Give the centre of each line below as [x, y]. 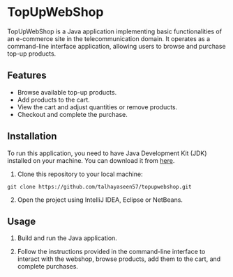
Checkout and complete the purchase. [72, 114]
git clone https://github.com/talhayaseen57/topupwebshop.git [99, 187]
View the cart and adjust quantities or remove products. [97, 107]
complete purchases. [48, 267]
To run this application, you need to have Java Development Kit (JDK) [107, 153]
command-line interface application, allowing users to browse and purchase [116, 46]
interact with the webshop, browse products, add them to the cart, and [119, 259]
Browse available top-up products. [67, 92]
